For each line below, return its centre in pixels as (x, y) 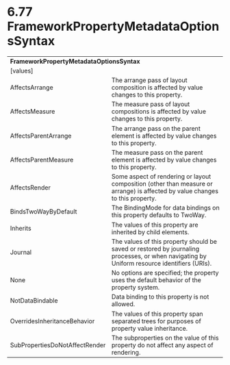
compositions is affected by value (159, 112)
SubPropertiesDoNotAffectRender (58, 345)
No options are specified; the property (165, 273)
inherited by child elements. (151, 232)
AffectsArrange (31, 88)
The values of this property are (155, 225)
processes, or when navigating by (159, 256)
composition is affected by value (157, 88)
